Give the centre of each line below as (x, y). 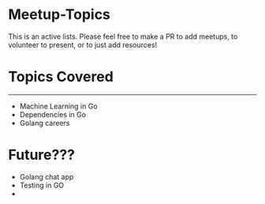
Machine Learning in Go (58, 106)
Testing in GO (42, 185)
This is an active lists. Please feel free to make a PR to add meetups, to (123, 36)
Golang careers (45, 123)
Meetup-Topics (59, 15)
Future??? (42, 155)
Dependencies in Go (53, 114)
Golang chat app (47, 176)
